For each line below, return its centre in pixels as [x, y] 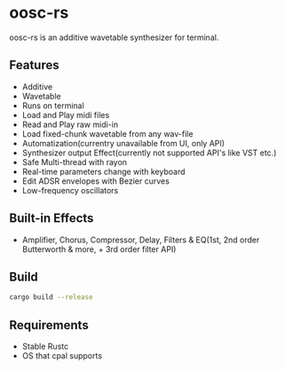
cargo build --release [51, 297]
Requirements [49, 325]
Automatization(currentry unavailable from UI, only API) [123, 143]
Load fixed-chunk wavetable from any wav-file [107, 134]
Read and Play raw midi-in [70, 124]
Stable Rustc [45, 346]
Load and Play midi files [66, 114]
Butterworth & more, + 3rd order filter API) [99, 249]
